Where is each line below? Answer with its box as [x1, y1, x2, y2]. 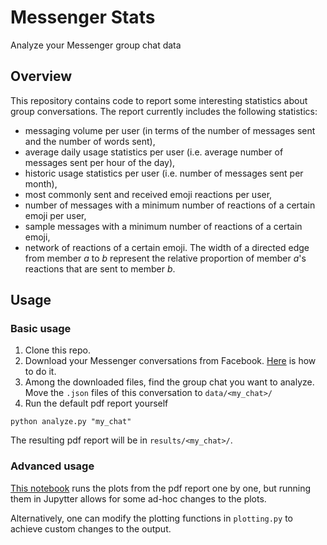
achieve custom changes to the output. [10, 522, 172, 535]
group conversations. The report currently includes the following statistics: [10, 105, 318, 117]
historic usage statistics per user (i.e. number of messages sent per [24, 167, 304, 179]
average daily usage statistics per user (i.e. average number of [24, 146, 284, 158]
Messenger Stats [10, 6, 156, 29]
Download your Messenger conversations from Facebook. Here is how [24, 355, 317, 367]
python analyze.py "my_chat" [10, 417, 132, 427]
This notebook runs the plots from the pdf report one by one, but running [10, 482, 312, 494]
